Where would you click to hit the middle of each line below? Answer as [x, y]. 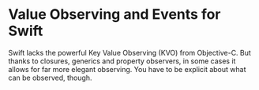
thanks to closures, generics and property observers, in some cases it [122, 61]
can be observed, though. [50, 77]
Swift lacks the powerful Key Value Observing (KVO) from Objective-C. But [129, 52]
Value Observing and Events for [114, 14]
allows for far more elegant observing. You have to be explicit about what [127, 69]
